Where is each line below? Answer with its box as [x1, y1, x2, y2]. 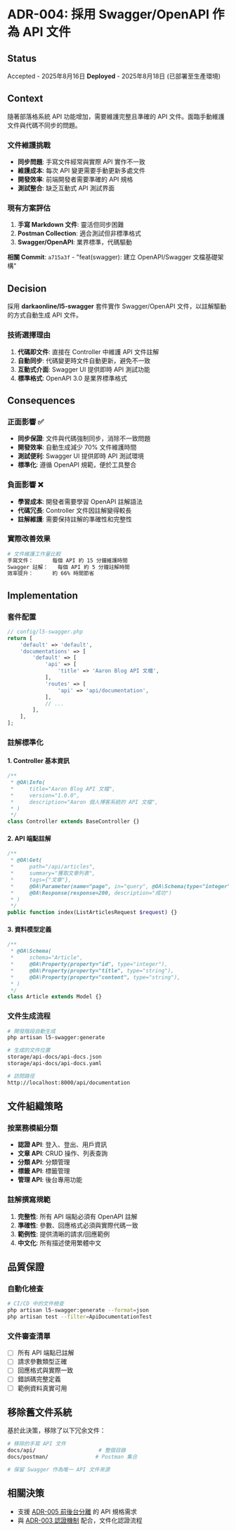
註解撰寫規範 [7, 1195, 51, 1205]
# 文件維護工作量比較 [7, 550, 61, 557]
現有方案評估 [7, 203, 51, 213]
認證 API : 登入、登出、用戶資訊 [17, 1140, 107, 1149]
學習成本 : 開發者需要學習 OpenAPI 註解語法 [17, 497, 143, 506]
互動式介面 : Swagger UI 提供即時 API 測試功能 [17, 365, 150, 373]
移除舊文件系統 [7, 1406, 72, 1418]
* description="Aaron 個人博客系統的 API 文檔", [10, 798, 159, 805]
